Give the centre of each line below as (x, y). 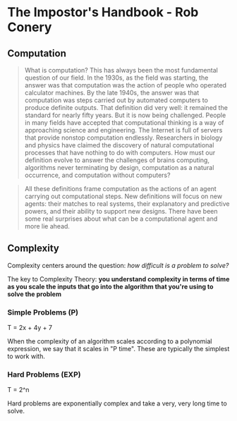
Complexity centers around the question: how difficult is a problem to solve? (118, 265)
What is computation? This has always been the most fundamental (121, 70)
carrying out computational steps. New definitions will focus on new (123, 196)
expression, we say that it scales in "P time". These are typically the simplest (119, 349)
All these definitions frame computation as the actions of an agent (120, 189)
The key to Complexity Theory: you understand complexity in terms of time (119, 279)
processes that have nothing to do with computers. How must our (120, 153)
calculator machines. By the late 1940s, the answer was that (112, 93)
